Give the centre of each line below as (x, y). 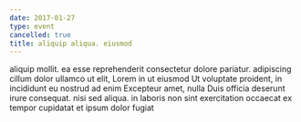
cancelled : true (40, 35)
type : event (32, 26)
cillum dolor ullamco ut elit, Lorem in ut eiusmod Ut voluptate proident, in (146, 79)
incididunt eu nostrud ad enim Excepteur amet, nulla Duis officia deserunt (147, 88)
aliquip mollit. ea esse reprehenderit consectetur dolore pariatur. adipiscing (150, 69)
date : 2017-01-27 (42, 18)
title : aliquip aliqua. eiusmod (71, 43)
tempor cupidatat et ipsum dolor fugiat (82, 108)
